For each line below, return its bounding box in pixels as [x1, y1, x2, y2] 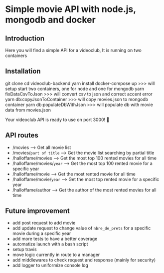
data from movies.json [5, 106, 51, 113]
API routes [5, 131, 38, 139]
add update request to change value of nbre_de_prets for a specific [12, 225, 151, 231]
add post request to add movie [12, 220, 76, 226]
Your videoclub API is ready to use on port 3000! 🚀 [5, 116, 110, 122]
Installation [5, 67, 41, 75]
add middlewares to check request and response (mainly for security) [12, 257, 156, 263]
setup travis [12, 246, 37, 252]
